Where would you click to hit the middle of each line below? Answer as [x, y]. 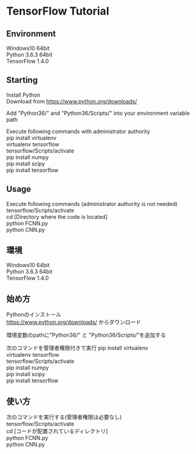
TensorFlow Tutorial [58, 11]
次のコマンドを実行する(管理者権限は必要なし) [64, 417]
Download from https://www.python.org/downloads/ [72, 101]
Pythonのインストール [34, 315]
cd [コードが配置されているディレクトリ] [57, 431]
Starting [22, 80]
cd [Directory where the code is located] [57, 216]
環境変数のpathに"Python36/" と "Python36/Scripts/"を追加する [86, 335]
